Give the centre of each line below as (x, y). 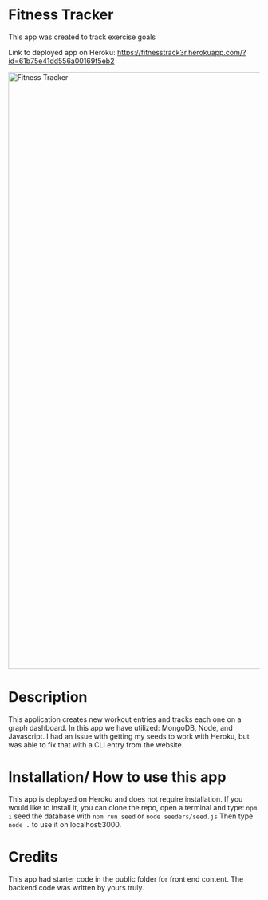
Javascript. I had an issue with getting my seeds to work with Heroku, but (129, 736)
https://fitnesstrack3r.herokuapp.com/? (181, 52)
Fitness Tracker (61, 15)
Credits (33, 857)
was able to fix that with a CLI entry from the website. (96, 744)
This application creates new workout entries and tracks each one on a (125, 719)
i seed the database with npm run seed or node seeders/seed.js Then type (131, 816)
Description (48, 697)
